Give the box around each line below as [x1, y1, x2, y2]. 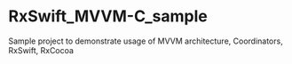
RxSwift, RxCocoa [8, 44, 75, 55]
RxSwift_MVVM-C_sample [8, 6, 208, 27]
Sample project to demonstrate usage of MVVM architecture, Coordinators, [8, 36, 283, 46]
